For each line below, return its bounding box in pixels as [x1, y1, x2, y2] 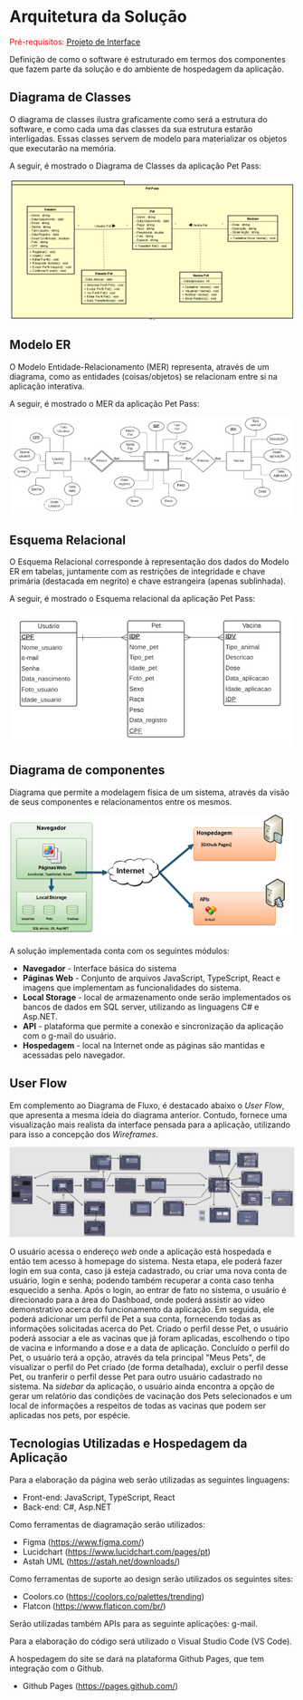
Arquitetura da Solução [9, 6, 187, 27]
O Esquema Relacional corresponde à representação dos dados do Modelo [9, 556, 289, 567]
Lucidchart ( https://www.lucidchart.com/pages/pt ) [22, 1546, 211, 1557]
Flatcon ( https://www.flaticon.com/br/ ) [22, 1600, 166, 1611]
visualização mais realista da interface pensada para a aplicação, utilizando [9, 1119, 291, 1130]
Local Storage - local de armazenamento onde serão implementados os [22, 992, 291, 1003]
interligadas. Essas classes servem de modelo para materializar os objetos [9, 133, 288, 144]
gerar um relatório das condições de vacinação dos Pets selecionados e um [9, 1390, 292, 1401]
